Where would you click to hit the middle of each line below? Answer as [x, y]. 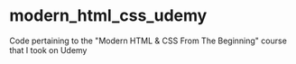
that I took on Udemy [48, 50]
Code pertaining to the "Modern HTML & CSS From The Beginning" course [148, 41]
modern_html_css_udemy [108, 16]
